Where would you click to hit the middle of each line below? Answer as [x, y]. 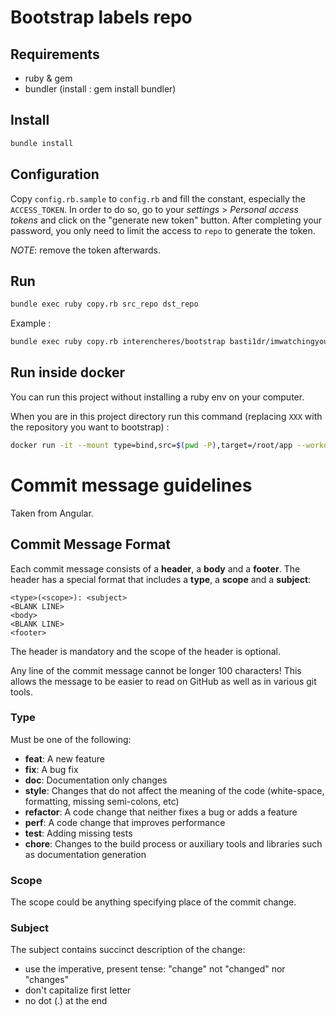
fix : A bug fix [51, 769]
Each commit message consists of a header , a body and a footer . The [155, 568]
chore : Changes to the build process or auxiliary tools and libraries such [173, 843]
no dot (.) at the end [66, 1001]
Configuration [55, 174]
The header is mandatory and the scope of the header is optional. [145, 651]
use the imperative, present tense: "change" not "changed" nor [155, 969]
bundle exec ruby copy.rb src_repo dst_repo [104, 304]
